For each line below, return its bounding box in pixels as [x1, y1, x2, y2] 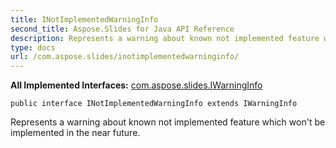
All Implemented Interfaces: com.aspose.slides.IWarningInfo [10, 79, 263, 91]
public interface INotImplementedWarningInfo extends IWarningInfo [10, 99, 298, 109]
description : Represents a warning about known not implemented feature [10, 33, 320, 43]
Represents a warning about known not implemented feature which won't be [10, 116, 326, 128]
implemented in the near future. [10, 127, 141, 139]
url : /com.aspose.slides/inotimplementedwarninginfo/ [10, 52, 240, 62]
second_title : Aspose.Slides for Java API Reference [10, 24, 235, 34]
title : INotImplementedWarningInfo [10, 14, 159, 25]
